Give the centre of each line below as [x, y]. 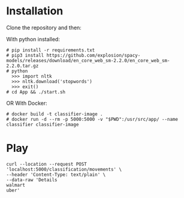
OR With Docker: [27, 103]
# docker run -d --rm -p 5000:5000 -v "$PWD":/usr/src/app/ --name [92, 119]
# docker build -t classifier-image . [55, 114]
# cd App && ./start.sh [36, 92]
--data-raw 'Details [32, 180]
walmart [16, 185]
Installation [35, 11]
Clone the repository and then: [44, 28]
